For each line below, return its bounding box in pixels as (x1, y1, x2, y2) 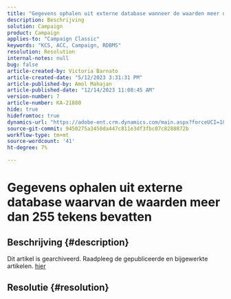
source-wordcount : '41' (7, 138, 76, 145)
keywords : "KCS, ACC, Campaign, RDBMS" (7, 42, 122, 49)
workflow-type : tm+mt (7, 131, 69, 138)
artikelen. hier (7, 262, 46, 270)
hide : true (7, 106, 38, 113)
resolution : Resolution (7, 49, 76, 56)
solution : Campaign (7, 23, 63, 30)
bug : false (7, 61, 38, 68)
